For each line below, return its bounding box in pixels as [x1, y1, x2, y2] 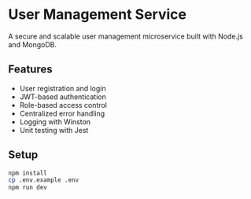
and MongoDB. [8, 39, 57, 49]
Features [8, 63, 53, 76]
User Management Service [8, 6, 187, 24]
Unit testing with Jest [19, 125, 89, 135]
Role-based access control [19, 100, 108, 109]
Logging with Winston [19, 116, 91, 127]
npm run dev [8, 183, 47, 192]
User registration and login [19, 83, 106, 93]
